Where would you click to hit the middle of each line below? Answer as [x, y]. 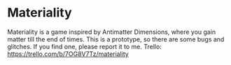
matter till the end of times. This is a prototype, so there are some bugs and [116, 39]
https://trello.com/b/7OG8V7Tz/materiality [68, 54]
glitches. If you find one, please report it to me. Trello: [85, 46]
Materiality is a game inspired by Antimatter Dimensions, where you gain [112, 32]
